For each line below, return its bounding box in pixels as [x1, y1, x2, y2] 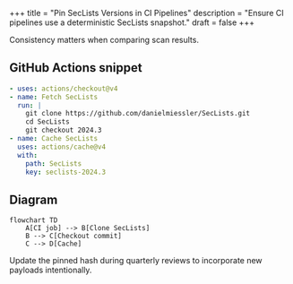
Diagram [9, 192, 58, 207]
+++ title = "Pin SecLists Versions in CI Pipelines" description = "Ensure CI [9, 8, 284, 18]
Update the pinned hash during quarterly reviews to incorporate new [9, 255, 263, 266]
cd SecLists [25, 117, 70, 126]
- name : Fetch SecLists [9, 92, 99, 101]
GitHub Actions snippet [9, 60, 142, 75]
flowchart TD [9, 216, 58, 225]
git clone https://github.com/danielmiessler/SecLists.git [25, 109, 251, 118]
